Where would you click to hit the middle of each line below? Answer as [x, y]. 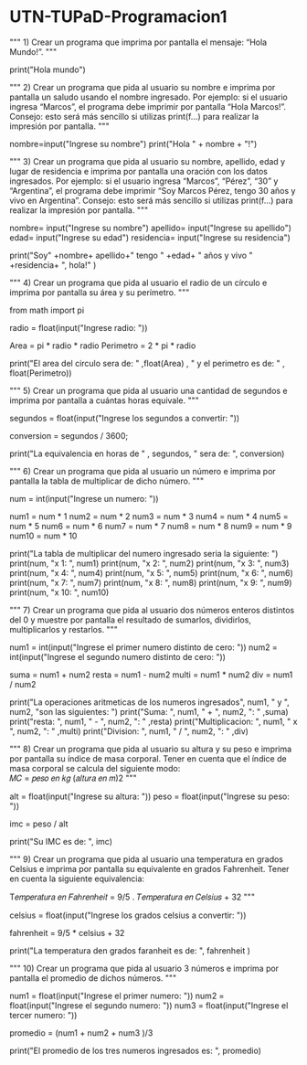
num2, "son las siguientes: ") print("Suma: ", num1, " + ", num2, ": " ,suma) [149, 711]
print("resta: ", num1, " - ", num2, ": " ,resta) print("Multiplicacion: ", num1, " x [153, 721]
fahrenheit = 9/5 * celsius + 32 [67, 932]
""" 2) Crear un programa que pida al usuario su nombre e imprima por [143, 87]
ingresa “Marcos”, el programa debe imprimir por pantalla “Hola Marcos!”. [148, 106]
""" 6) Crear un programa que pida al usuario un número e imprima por [143, 471]
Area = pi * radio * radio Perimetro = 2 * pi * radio [103, 346]
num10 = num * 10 [43, 536]
